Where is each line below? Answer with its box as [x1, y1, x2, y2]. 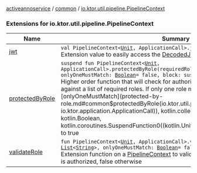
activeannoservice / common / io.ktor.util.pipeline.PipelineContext [6, 5, 165, 12]
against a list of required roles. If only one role [60, 85, 187, 93]
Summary [162, 35, 190, 43]
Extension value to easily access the [60, 50, 161, 59]
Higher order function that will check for [60, 77, 171, 86]
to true [60, 129, 79, 137]
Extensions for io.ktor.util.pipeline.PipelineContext [6, 19, 154, 28]
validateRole [9, 148, 43, 156]
